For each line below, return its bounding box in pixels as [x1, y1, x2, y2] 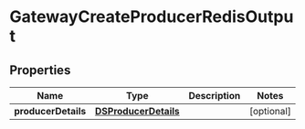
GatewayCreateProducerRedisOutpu [9, 6, 294, 27]
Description [188, 90, 241, 102]
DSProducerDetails [94, 105, 180, 117]
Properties [9, 62, 71, 78]
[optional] [249, 105, 292, 117]
